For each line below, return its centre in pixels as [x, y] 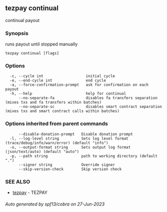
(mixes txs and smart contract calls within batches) [62, 111]
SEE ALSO [18, 181]
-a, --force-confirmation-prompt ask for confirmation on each [79, 85]
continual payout [22, 20]
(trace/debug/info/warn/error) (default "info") [57, 143]
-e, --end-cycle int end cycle [58, 80]
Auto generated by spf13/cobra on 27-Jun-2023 [55, 204]
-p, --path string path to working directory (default [83, 156]
